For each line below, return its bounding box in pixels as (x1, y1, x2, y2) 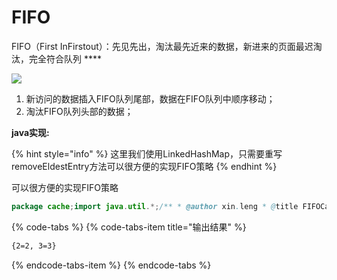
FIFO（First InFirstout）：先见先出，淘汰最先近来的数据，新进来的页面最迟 (11, 40, 314, 52)
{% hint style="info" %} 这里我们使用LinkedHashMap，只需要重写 (11, 147, 283, 160)
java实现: (11, 126, 50, 138)
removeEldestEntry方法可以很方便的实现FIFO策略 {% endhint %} (11, 160, 278, 172)
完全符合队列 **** (28, 52, 102, 65)
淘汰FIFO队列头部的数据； (25, 105, 134, 117)
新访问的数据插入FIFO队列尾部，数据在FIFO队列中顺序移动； (25, 92, 276, 105)
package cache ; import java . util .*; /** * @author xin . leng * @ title (11, 201, 299, 211)
